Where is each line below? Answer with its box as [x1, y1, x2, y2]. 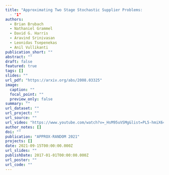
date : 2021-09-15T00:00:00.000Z [5, 143, 73, 149]
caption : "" [10, 87, 35, 92]
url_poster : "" [5, 157, 37, 162]
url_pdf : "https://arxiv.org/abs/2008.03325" [5, 78, 102, 83]
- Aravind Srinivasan [10, 36, 55, 41]
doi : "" [5, 129, 22, 134]
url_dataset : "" [5, 106, 39, 111]
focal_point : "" [10, 92, 44, 97]
